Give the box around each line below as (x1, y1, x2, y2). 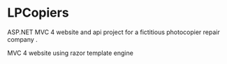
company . (7, 35, 38, 43)
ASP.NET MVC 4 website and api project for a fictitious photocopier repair (7, 28, 220, 36)
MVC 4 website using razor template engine (7, 49, 134, 57)
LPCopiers (7, 5, 69, 21)
